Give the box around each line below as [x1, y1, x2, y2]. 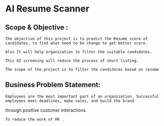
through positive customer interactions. [5, 107, 87, 113]
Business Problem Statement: [5, 81, 101, 89]
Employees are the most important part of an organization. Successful [5, 94, 159, 99]
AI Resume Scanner [5, 3, 90, 15]
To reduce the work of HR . [5, 116, 65, 122]
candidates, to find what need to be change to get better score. [5, 41, 148, 46]
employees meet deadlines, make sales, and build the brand [5, 98, 135, 103]
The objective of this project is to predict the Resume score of [5, 36, 148, 41]
